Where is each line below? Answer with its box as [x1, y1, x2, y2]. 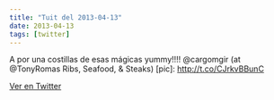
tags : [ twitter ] [9, 29, 70, 38]
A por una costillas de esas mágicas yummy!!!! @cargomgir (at [9, 54, 241, 65]
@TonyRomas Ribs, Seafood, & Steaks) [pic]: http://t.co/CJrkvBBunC [9, 63, 265, 74]
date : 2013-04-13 [9, 21, 75, 30]
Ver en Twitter [9, 81, 62, 92]
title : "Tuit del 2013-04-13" [9, 12, 123, 22]
